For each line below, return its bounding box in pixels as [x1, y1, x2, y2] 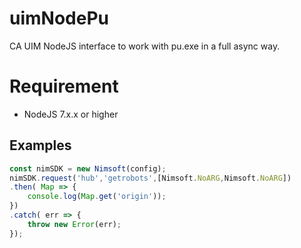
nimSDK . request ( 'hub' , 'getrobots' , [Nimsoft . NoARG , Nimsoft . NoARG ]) [9, 173, 292, 183]
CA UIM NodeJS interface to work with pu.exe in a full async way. [9, 40, 281, 52]
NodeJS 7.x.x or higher [23, 108, 119, 120]
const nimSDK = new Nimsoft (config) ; [9, 163, 167, 174]
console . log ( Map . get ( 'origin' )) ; [27, 192, 167, 202]
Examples [9, 137, 72, 154]
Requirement [9, 75, 119, 98]
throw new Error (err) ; [27, 219, 122, 229]
